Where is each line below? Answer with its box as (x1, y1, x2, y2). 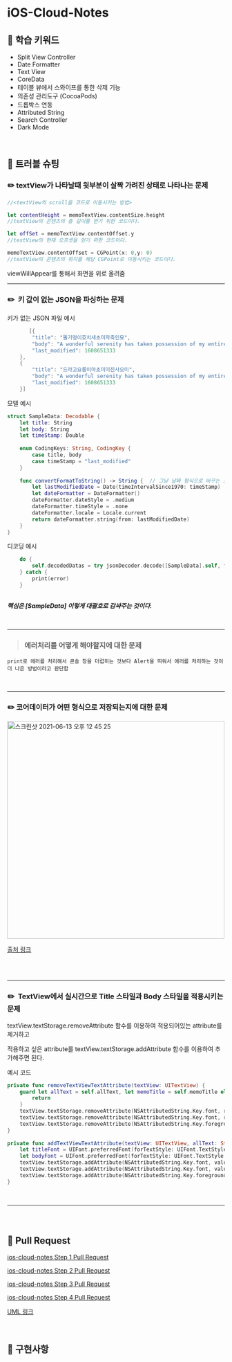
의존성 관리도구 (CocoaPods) (17, 92, 98, 100)
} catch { (19, 569, 48, 576)
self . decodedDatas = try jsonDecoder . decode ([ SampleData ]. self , (32, 562, 221, 569)
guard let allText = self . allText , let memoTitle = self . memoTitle (19, 1088, 218, 1095)
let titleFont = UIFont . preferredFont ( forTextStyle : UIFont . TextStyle (19, 1146, 227, 1154)
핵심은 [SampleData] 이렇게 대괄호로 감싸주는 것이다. (7, 601, 153, 610)
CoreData (17, 75, 45, 83)
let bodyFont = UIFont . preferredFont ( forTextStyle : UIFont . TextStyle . (19, 1153, 227, 1160)
